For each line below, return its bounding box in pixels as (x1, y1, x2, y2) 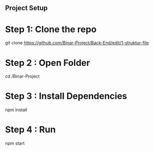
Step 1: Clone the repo (5, 24, 97, 35)
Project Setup (5, 4, 48, 12)
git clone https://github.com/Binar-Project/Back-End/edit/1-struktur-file (5, 40, 149, 46)
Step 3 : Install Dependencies (5, 91, 127, 102)
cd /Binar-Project (5, 73, 40, 79)
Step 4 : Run (5, 124, 56, 135)
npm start (5, 140, 25, 147)
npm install (5, 107, 28, 113)
